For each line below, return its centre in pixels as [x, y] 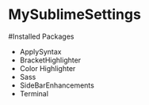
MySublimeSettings [74, 15]
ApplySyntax [40, 51]
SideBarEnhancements [57, 85]
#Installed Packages [41, 36]
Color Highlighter [48, 68]
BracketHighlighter [50, 60]
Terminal [34, 93]
